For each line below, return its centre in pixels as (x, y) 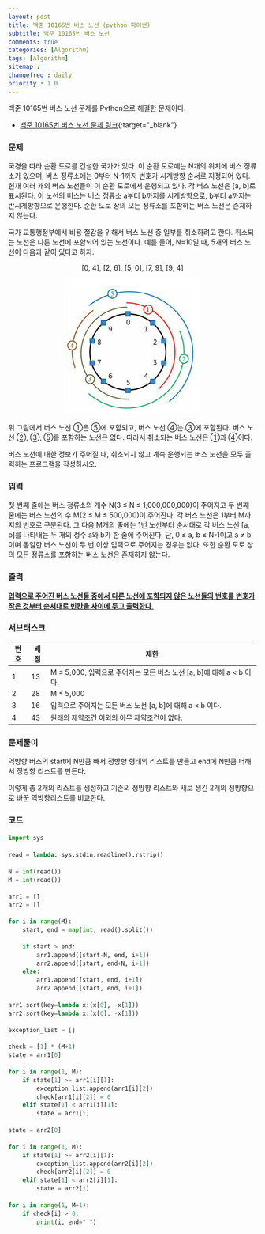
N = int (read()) (35, 871)
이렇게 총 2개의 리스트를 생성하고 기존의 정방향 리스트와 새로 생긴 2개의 (118, 788)
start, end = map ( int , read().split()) (88, 930)
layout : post (30, 17)
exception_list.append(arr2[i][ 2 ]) (95, 1164)
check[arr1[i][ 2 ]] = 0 (74, 1097)
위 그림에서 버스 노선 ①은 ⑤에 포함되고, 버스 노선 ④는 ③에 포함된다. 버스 (127, 427)
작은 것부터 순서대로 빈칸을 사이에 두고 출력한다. (81, 606)
